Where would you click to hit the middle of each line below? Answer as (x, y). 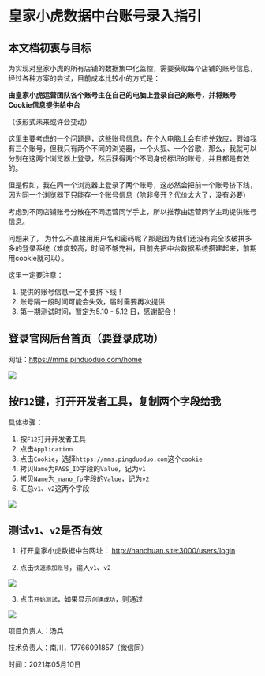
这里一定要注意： (36, 275)
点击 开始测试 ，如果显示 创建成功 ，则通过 (81, 599)
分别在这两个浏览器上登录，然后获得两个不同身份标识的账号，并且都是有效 (129, 158)
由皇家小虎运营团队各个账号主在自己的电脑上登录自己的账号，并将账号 (122, 95)
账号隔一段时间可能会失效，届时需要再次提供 (92, 302)
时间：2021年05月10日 (45, 664)
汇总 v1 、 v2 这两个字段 (54, 488)
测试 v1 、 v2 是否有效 (55, 531)
